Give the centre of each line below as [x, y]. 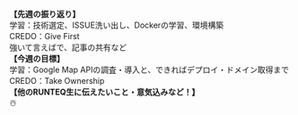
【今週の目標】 [37, 58]
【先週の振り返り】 [45, 14]
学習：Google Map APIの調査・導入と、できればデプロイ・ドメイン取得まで [149, 70]
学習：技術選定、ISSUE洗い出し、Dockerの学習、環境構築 [117, 25]
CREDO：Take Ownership [57, 81]
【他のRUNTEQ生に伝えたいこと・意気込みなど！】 [105, 92]
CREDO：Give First [44, 36]
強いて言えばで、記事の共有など [68, 47]
